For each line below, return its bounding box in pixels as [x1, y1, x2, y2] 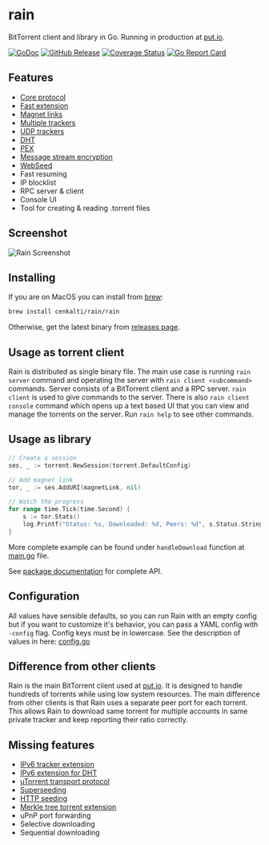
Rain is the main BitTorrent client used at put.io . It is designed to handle [8, 680, 243, 691]
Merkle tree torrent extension [19, 802, 117, 812]
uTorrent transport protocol [19, 777, 110, 786]
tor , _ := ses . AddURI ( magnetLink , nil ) [8, 483, 142, 491]
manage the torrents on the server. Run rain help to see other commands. [8, 409, 255, 419]
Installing [8, 270, 56, 284]
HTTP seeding [19, 794, 68, 803]
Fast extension [19, 100, 69, 110]
